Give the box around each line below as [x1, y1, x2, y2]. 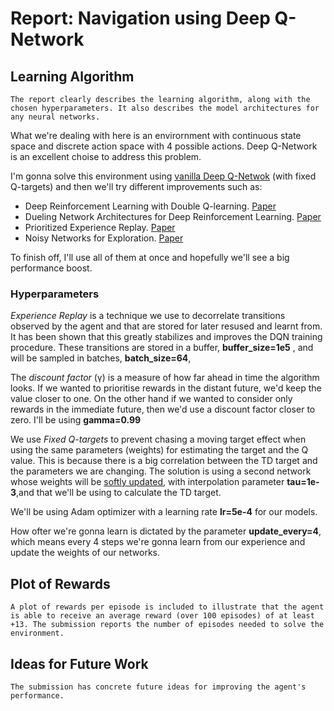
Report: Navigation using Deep [10, 7, 271, 30]
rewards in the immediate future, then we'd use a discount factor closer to [10, 403, 316, 416]
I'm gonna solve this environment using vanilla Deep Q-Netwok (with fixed [10, 170, 317, 182]
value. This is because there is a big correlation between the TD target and [10, 455, 318, 467]
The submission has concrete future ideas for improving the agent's [10, 682, 307, 692]
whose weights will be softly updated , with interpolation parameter [10, 476, 285, 488]
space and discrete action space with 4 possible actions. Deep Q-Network [10, 140, 318, 152]
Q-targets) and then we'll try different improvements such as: [10, 181, 263, 192]
